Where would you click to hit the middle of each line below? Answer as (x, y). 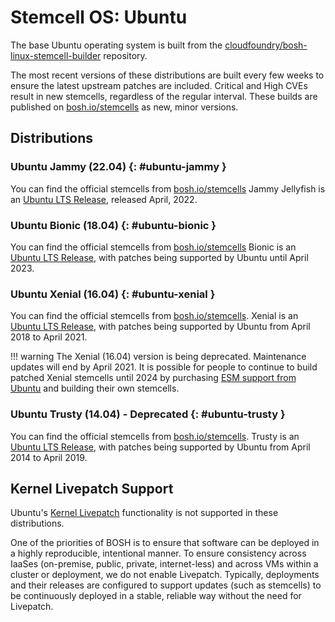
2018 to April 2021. (49, 337)
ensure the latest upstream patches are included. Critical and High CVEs (159, 85)
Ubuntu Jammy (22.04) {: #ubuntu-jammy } (118, 167)
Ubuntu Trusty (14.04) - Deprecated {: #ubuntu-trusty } (148, 414)
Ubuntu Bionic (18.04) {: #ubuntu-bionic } (113, 225)
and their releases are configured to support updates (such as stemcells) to (166, 585)
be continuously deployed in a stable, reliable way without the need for (156, 596)
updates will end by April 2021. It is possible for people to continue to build (164, 367)
